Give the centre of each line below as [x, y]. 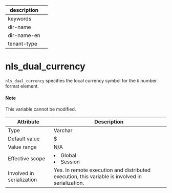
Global [69, 156]
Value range [22, 147]
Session [70, 162]
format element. [22, 86]
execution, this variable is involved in [98, 177]
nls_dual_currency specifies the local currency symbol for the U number [81, 80]
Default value [24, 139]
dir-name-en [24, 35]
